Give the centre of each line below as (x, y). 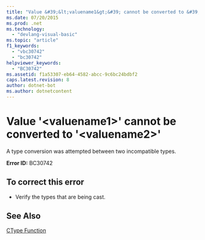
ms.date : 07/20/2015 (33, 18)
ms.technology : (26, 29)
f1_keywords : (23, 46)
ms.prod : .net (24, 23)
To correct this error (45, 182)
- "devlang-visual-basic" (45, 35)
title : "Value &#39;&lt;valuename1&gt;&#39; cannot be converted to (95, 12)
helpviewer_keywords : (34, 63)
